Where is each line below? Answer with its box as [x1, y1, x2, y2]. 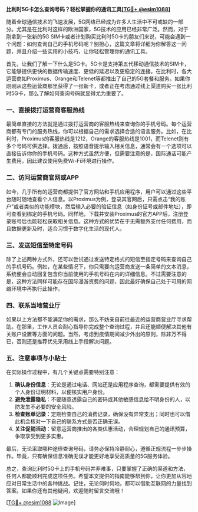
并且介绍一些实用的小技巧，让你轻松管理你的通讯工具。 [16, 48, 151, 55]
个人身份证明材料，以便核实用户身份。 [14, 389, 108, 396]
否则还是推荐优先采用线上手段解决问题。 [16, 338, 115, 345]
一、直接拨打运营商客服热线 [6, 106, 85, 114]
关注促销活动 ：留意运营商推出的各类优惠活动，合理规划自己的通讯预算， [14, 425, 190, 432]
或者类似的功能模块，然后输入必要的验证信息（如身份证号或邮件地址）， [14, 203, 187, 210]
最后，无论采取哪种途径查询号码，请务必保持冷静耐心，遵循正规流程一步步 [6, 445, 187, 452]
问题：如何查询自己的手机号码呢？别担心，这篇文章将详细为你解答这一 [11, 41, 181, 47]
